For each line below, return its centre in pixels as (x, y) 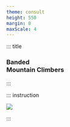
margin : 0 (19, 23)
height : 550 (21, 18)
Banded (18, 62)
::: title (14, 46)
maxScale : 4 (21, 29)
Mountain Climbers (35, 70)
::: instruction (23, 95)
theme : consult (26, 12)
